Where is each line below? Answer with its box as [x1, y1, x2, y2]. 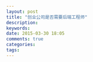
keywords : [6, 25, 31, 31]
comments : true [6, 36, 44, 42]
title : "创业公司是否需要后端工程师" [6, 14, 88, 20]
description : [6, 19, 39, 25]
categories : [6, 42, 36, 48]
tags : [6, 47, 20, 53]
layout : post [6, 8, 39, 15]
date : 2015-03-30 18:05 [6, 31, 65, 37]
